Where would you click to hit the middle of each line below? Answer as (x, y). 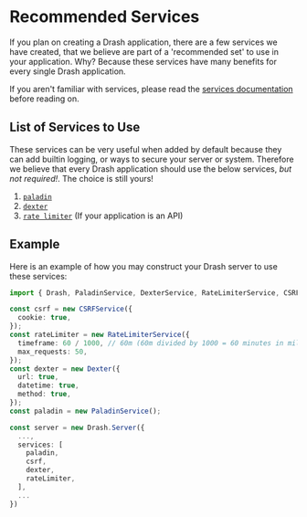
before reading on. (44, 99)
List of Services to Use (75, 127)
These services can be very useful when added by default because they (146, 149)
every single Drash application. (68, 71)
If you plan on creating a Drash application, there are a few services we (143, 42)
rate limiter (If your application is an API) (103, 216)
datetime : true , (48, 385)
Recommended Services (105, 17)
